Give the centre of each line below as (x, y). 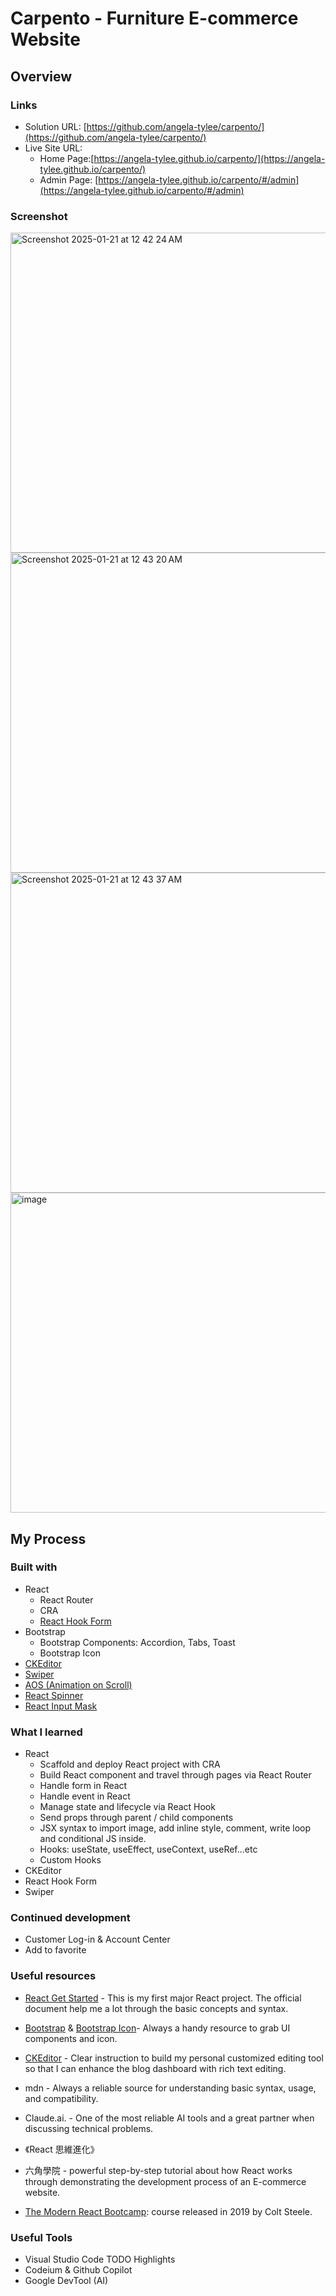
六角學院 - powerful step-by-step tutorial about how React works (158, 2170)
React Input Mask (61, 1706)
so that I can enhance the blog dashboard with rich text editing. (155, 2068)
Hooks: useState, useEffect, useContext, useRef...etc (148, 1849)
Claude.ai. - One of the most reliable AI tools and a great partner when (169, 2118)
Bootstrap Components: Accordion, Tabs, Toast (137, 1642)
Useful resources (53, 1976)
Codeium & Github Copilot (78, 2270)
